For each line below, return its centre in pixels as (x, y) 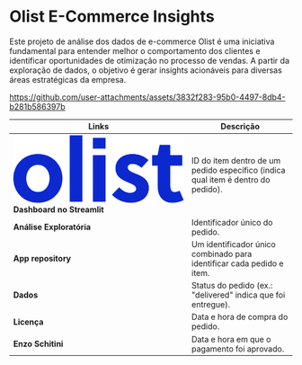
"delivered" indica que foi (239, 295)
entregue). (211, 305)
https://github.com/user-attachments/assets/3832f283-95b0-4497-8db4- (147, 97)
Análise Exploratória (52, 227)
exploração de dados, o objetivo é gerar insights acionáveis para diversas (146, 70)
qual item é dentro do (231, 179)
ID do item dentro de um (236, 160)
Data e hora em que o (231, 339)
